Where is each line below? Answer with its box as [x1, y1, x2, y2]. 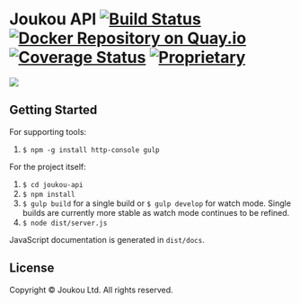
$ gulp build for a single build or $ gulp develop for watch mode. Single [22, 198, 292, 209]
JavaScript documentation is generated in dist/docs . [9, 234, 205, 245]
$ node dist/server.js [22, 219, 108, 228]
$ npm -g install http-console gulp [22, 145, 160, 155]
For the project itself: [9, 161, 87, 172]
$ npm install [22, 190, 75, 199]
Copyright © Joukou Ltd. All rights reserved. [9, 284, 173, 295]
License [9, 261, 55, 276]
